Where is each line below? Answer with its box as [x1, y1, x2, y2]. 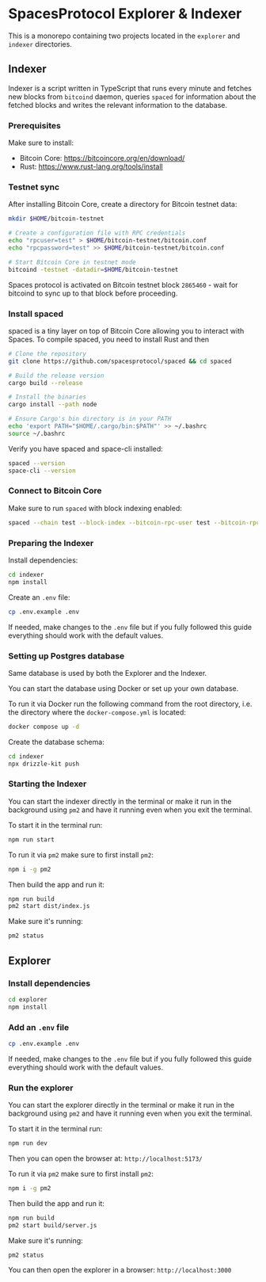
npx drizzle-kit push [8, 760, 80, 768]
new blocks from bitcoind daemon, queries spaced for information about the [8, 92, 256, 101]
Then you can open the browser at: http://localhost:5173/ [8, 1154, 203, 1163]
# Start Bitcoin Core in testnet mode [8, 258, 136, 266]
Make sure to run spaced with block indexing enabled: [8, 503, 182, 513]
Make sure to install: [8, 138, 74, 147]
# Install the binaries [8, 393, 87, 401]
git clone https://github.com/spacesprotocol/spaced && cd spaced [8, 357, 232, 365]
